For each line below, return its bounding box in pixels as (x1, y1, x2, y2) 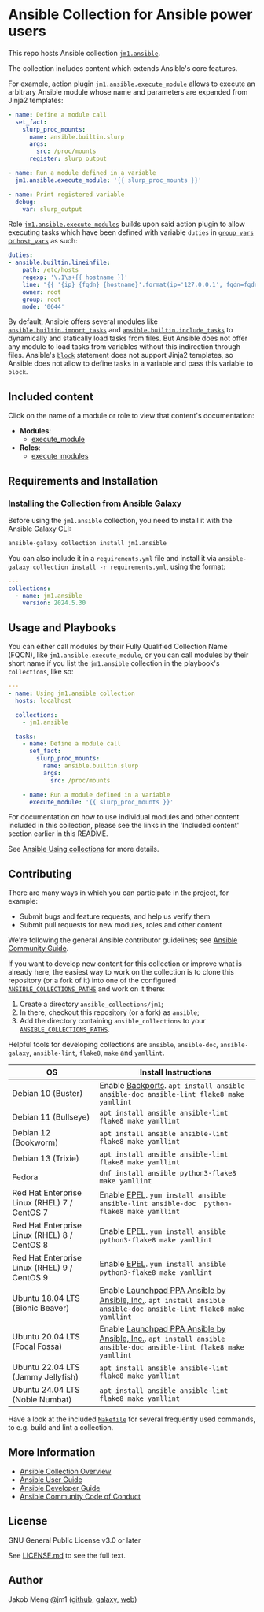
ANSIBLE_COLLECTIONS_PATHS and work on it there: (8, 984, 166, 994)
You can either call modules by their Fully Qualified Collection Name (8, 642, 228, 652)
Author (8, 1573, 43, 1587)
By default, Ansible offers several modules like (8, 317, 159, 326)
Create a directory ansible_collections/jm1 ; (19, 999, 163, 1009)
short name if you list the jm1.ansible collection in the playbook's (8, 659, 220, 668)
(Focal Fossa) (12, 1341, 63, 1352)
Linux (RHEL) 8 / (12, 1230, 73, 1241)
